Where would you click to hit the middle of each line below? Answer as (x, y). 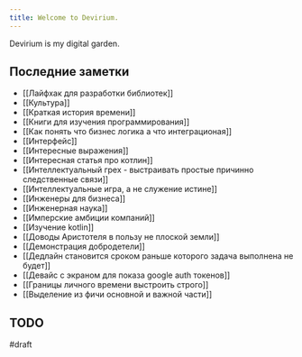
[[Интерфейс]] (50, 142)
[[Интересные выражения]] (75, 151)
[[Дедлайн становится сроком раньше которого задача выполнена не (158, 256)
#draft (21, 344)
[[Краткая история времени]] (79, 113)
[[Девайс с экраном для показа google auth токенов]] (126, 275)
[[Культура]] (46, 103)
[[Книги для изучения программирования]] (106, 122)
